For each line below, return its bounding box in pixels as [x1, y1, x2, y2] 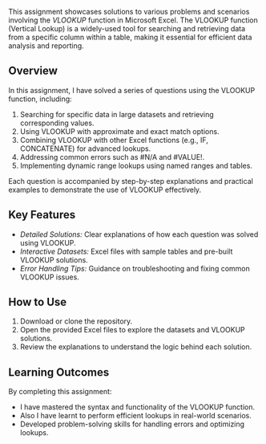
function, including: [8, 94, 72, 104]
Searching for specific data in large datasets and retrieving [19, 109, 214, 119]
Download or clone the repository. [19, 316, 133, 326]
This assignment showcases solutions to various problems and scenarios [8, 7, 250, 16]
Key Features [8, 208, 76, 222]
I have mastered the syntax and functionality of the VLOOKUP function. [19, 402, 256, 412]
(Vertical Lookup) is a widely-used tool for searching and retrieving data [8, 24, 246, 33]
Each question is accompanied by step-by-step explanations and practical [8, 176, 254, 185]
